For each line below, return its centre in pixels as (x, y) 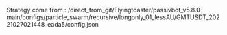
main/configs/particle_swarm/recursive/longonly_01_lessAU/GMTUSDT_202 (113, 17)
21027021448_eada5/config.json (52, 24)
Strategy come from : (36, 10)
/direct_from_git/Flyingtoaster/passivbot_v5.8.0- (135, 10)
